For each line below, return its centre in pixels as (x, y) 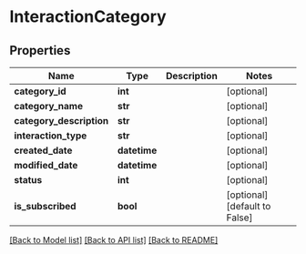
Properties (40, 51)
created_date (43, 150)
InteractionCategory (88, 17)
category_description (61, 121)
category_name (49, 106)
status (28, 180)
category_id (40, 91)
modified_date (46, 165)
